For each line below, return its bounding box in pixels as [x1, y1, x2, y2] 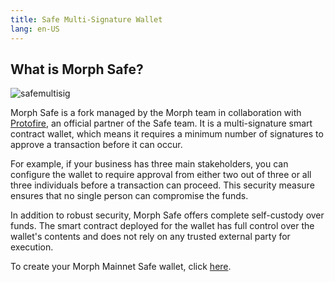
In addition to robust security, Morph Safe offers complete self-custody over [10, 209, 325, 221]
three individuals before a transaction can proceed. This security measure [10, 179, 315, 191]
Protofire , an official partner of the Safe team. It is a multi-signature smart [10, 117, 313, 130]
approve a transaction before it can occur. [10, 139, 183, 151]
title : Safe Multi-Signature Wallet [10, 14, 163, 25]
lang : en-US [10, 24, 60, 34]
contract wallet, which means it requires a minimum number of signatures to [10, 128, 324, 140]
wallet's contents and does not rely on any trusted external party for [10, 231, 291, 243]
